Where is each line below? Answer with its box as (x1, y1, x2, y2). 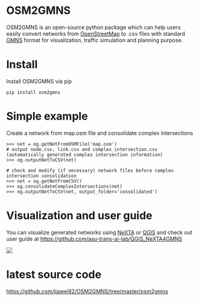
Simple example (6, 109, 89, 123)
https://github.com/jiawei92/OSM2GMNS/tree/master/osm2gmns (6, 288, 169, 295)
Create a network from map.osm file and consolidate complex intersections (6, 129, 194, 137)
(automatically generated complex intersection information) (6, 152, 163, 158)
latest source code (6, 267, 101, 281)
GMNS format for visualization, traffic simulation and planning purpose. (6, 36, 183, 44)
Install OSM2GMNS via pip (6, 77, 72, 85)
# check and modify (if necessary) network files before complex (6, 167, 174, 173)
